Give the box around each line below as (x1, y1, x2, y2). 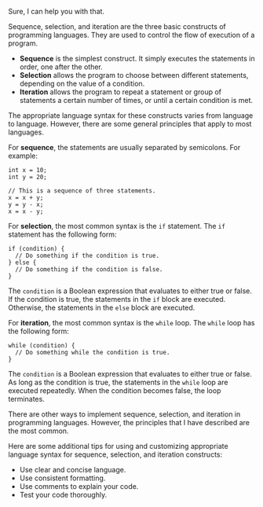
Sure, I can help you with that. (8, 7, 104, 16)
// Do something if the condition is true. (15, 252, 159, 259)
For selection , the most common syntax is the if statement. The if (8, 222, 226, 230)
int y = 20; (8, 173, 47, 181)
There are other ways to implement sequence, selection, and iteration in (8, 410, 241, 419)
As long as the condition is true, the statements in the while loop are (8, 377, 228, 387)
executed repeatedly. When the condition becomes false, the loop (8, 386, 221, 395)
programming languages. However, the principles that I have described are (8, 418, 250, 427)
